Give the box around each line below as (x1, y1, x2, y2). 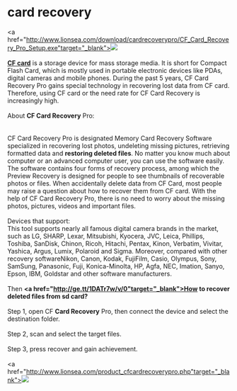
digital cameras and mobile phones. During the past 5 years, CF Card (7, 74, 209, 82)
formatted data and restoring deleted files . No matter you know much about (7, 149, 231, 157)
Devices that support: (7, 217, 71, 225)
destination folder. (7, 314, 60, 323)
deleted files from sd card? (7, 292, 88, 300)
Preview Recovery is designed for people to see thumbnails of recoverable (7, 171, 225, 180)
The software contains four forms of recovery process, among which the (7, 164, 219, 172)
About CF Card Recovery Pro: (7, 111, 95, 120)
